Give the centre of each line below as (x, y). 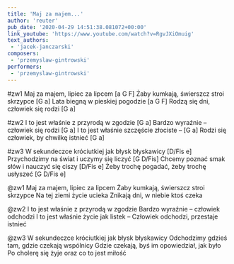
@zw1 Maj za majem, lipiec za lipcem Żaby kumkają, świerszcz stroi (106, 187)
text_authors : (28, 40)
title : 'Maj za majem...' (45, 14)
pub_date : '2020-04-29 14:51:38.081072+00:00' (77, 27)
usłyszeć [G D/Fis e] (37, 174)
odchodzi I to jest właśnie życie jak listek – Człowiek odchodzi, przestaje (113, 216)
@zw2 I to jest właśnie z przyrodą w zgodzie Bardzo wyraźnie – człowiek (114, 209)
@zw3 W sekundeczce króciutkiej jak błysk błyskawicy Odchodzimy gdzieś (117, 238)
